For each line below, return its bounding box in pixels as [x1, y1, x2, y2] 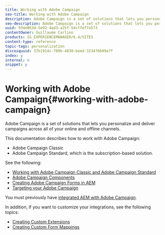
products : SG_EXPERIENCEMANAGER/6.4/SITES [5, 35, 93, 40]
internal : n [5, 58, 29, 63]
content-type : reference [5, 39, 56, 44]
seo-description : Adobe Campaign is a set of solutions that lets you [5, 21, 153, 26]
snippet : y [5, 62, 27, 67]
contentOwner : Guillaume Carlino [5, 30, 74, 35]
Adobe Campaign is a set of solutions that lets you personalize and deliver [5, 121, 156, 127]
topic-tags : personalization [5, 44, 65, 49]
